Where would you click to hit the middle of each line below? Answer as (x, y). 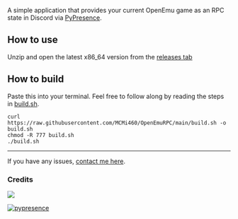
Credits (20, 179)
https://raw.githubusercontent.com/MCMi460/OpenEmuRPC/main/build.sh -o (117, 123)
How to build (36, 79)
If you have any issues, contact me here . (67, 161)
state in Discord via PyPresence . (55, 18)
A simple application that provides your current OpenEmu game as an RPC (116, 10)
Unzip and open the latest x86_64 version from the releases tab (100, 57)
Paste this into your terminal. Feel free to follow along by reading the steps (116, 96)
